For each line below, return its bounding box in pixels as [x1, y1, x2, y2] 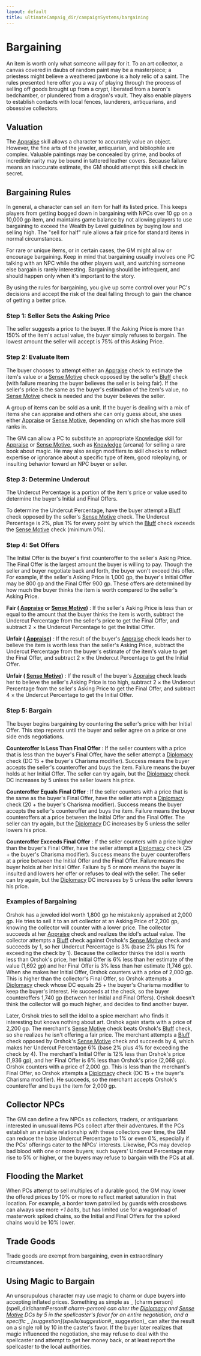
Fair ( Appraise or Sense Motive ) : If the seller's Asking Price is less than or [6, 604, 193, 612]
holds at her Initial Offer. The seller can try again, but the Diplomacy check [6, 770, 190, 777]
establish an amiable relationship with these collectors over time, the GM [6, 1128, 186, 1135]
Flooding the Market [6, 1171, 83, 1181]
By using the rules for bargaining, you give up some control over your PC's [6, 284, 191, 291]
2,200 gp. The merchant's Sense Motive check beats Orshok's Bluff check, [6, 1025, 193, 1032]
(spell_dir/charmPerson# [6, 1305, 67, 1312]
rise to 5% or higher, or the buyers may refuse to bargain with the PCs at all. [6, 1154, 194, 1161]
